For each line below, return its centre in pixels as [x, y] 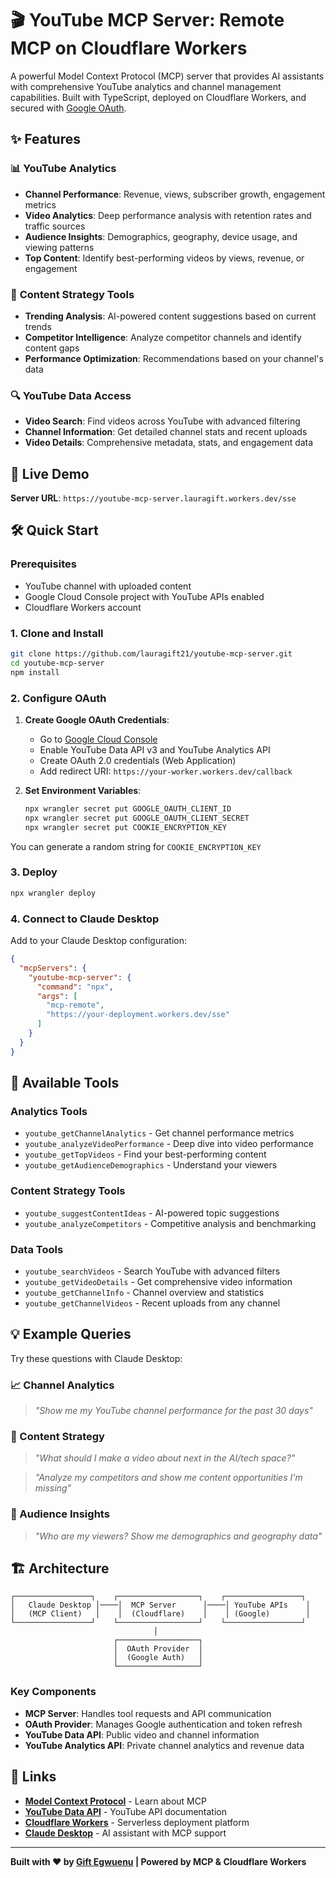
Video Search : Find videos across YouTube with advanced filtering [162, 421]
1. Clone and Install [57, 633]
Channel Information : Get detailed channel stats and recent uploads [166, 432]
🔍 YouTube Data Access [71, 395]
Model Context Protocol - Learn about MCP [115, 1801]
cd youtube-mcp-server [57, 663]
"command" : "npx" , [75, 987]
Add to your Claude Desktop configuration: [99, 941]
